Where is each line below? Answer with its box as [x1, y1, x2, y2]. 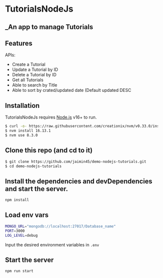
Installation [5, 101, 40, 110]
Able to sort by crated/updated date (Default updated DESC [12, 87, 131, 93]
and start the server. [5, 185, 68, 193]
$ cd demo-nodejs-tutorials [5, 164, 62, 169]
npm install [5, 198, 29, 203]
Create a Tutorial [12, 62, 46, 68]
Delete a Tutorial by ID [12, 72, 57, 78]
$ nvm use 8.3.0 [5, 133, 38, 138]
